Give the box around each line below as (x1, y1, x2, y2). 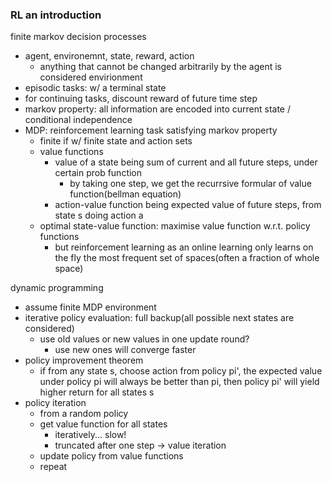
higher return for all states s (39, 386, 155, 398)
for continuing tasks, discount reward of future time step (24, 93, 258, 105)
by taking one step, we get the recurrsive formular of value (69, 178, 312, 190)
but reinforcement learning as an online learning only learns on (54, 241, 314, 253)
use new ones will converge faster (54, 344, 197, 356)
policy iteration (24, 397, 87, 409)
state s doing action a (54, 209, 144, 222)
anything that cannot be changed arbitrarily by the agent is (39, 61, 282, 73)
